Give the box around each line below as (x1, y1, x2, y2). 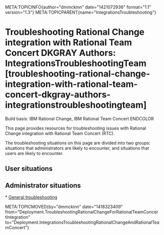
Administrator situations (5, 181, 81, 189)
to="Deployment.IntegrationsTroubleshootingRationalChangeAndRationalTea (5, 219, 160, 225)
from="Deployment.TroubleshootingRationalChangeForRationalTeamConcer (5, 209, 159, 215)
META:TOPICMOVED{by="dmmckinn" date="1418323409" (5, 204, 123, 210)
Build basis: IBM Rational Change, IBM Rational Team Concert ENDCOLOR (5, 115, 154, 122)
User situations (5, 164, 53, 173)
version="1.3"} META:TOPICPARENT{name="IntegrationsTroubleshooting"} (5, 9, 157, 15)
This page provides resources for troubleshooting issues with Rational (5, 125, 146, 131)
